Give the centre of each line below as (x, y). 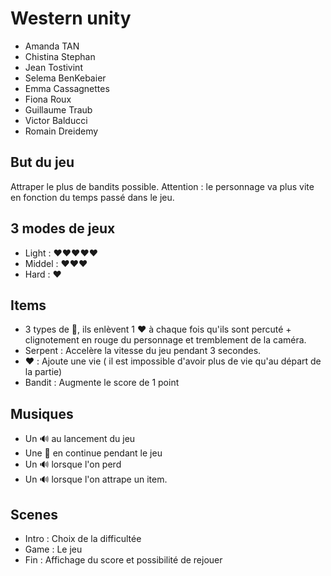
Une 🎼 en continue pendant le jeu (93, 453)
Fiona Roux (48, 99)
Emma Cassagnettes (67, 88)
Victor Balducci (56, 120)
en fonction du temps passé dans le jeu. (92, 197)
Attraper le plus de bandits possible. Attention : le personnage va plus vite (162, 186)
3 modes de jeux (63, 228)
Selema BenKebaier (65, 78)
